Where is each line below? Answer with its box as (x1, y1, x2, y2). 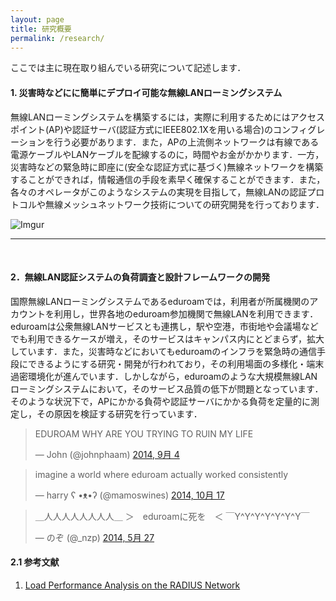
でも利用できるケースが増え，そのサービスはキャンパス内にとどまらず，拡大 (10, 332, 325, 345)
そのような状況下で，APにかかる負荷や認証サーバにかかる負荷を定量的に (10, 395, 311, 407)
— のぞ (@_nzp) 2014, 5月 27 (34, 531, 155, 543)
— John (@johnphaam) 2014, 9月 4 (34, 448, 180, 460)
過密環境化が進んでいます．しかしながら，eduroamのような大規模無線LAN (10, 370, 318, 382)
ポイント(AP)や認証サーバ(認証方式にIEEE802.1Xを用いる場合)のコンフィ (10, 123, 308, 135)
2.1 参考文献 (10, 556, 60, 568)
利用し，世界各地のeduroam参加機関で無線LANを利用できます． (53, 307, 319, 320)
